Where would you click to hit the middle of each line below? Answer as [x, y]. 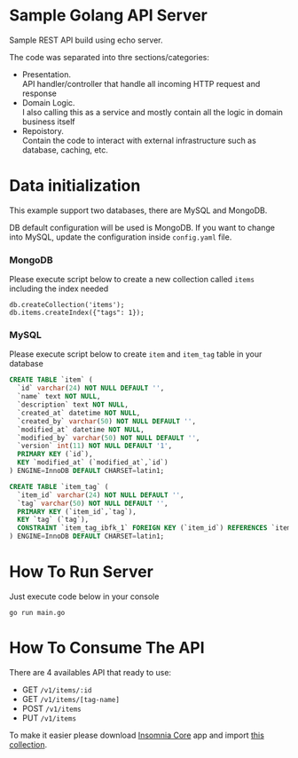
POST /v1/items [51, 708]
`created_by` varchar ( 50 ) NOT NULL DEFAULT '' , [107, 421]
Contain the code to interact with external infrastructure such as [139, 140]
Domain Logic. [48, 102]
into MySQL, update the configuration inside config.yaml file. [121, 237]
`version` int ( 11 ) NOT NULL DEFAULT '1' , [95, 446]
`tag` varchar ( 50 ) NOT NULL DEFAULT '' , [93, 503]
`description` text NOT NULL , [73, 405]
